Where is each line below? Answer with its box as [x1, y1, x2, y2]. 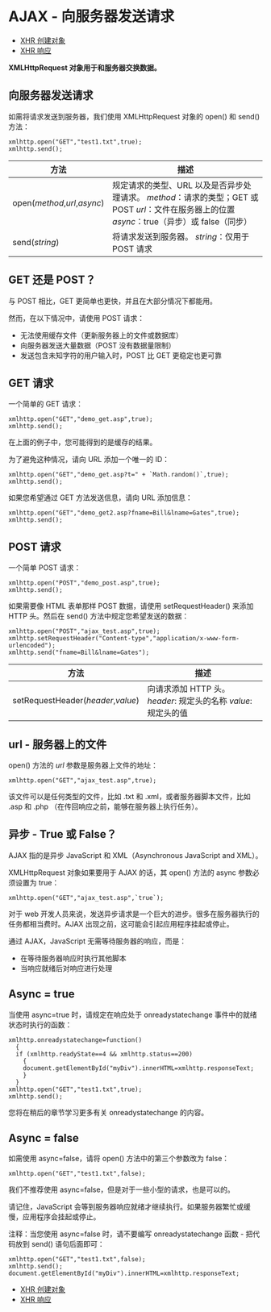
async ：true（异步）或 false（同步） [112, 215, 252, 227]
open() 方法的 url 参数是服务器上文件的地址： [8, 760, 159, 770]
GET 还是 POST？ [8, 273, 96, 287]
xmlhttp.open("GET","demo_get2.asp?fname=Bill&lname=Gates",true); [8, 509, 240, 517]
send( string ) [12, 236, 60, 248]
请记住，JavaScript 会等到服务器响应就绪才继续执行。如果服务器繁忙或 [8, 1202, 244, 1212]
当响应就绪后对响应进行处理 [19, 963, 113, 973]
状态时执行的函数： [8, 1019, 73, 1029]
